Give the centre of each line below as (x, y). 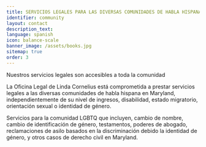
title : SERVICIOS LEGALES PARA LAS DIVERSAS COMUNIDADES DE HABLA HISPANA (104, 12)
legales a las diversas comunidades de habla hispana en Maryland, (91, 93)
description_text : (30, 29)
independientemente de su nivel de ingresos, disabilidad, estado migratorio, (102, 99)
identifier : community (35, 18)
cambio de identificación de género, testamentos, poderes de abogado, (97, 124)
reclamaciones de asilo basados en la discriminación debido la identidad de (102, 131)
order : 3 (17, 57)
